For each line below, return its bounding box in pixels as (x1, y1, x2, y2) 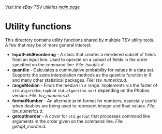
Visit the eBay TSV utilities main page (5, 4, 80, 10)
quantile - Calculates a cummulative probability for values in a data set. (12, 67, 155, 73)
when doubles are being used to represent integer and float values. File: (12, 103, 156, 108)
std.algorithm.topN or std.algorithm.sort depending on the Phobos (12, 87, 150, 93)
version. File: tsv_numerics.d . (12, 92, 70, 98)
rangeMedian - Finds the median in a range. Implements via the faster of (12, 82, 158, 88)
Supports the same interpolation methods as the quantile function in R (12, 72, 152, 78)
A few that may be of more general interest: (5, 42, 92, 48)
